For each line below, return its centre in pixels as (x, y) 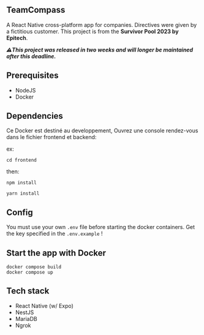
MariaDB (26, 318)
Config (20, 212)
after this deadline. (31, 56)
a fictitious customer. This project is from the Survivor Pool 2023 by (93, 31)
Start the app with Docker (56, 253)
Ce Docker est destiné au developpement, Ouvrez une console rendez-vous (102, 130)
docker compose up (30, 273)
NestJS (25, 312)
